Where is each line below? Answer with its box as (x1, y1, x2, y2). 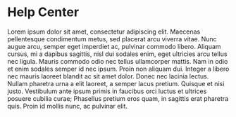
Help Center (7, 4, 80, 20)
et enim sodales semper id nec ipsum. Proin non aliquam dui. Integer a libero (7, 64, 230, 73)
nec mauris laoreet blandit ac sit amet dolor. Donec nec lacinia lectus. (7, 71, 209, 81)
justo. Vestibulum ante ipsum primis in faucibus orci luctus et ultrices (7, 87, 207, 95)
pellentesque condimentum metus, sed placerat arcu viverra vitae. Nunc (7, 34, 217, 43)
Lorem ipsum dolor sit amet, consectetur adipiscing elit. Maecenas (7, 27, 201, 36)
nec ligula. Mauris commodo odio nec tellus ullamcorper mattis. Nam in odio (7, 57, 228, 65)
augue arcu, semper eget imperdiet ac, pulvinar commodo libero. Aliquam (7, 42, 221, 50)
